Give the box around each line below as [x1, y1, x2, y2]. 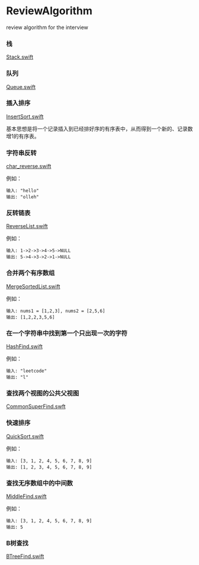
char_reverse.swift [6, 163, 52, 170]
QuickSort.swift [6, 432, 44, 439]
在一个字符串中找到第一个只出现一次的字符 [6, 329, 128, 337]
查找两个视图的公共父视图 [6, 389, 79, 397]
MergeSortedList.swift [6, 282, 60, 290]
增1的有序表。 [6, 132, 40, 140]
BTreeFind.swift [6, 553, 44, 560]
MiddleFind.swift [6, 493, 47, 500]
